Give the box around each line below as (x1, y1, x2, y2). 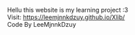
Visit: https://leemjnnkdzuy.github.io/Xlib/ (7, 13, 125, 21)
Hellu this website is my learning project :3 (7, 6, 129, 14)
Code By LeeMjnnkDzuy (7, 21, 76, 28)
